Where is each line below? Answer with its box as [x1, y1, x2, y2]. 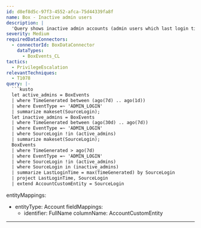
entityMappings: [6, 192, 47, 199]
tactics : [6, 58, 28, 64]
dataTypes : [17, 48, 44, 54]
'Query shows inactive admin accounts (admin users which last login [11, 25, 188, 32]
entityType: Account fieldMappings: [14, 203, 103, 210]
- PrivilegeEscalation [11, 64, 68, 70]
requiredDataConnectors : [6, 36, 68, 42]
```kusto [11, 87, 33, 93]
